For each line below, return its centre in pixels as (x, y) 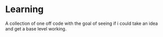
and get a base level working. (36, 28)
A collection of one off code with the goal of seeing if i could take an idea (81, 23)
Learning (25, 9)
